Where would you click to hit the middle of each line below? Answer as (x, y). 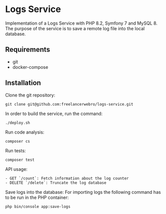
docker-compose (30, 67)
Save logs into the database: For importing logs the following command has (83, 192)
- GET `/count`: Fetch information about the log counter (67, 178)
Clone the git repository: (30, 95)
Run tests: (16, 150)
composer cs (18, 141)
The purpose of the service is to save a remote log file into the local (75, 28)
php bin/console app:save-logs (38, 206)
